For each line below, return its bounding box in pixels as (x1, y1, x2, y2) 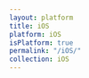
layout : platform (9, 13, 74, 22)
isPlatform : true (9, 38, 74, 48)
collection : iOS (9, 55, 69, 64)
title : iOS (9, 22, 50, 30)
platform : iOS (9, 30, 62, 39)
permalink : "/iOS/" (9, 47, 82, 56)
